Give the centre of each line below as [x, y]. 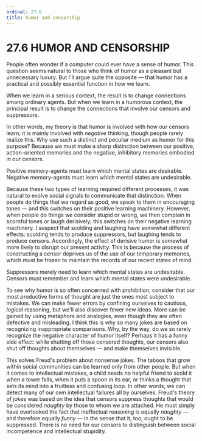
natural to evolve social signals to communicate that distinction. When [94, 196]
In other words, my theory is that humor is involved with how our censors [98, 127]
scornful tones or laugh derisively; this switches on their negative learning [99, 221]
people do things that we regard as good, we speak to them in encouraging [101, 202]
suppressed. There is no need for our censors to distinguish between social [101, 425]
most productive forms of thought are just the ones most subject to [90, 297]
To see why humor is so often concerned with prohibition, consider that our [101, 290]
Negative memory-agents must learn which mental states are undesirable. [99, 178]
